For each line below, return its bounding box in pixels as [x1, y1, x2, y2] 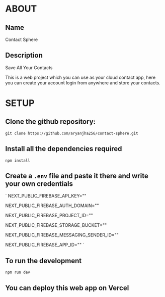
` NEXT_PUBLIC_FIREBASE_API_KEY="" [5, 193, 87, 199]
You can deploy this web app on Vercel [5, 283, 129, 292]
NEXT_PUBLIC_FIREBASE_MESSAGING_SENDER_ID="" [5, 232, 119, 238]
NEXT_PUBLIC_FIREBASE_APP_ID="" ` [5, 242, 85, 248]
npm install [5, 158, 30, 163]
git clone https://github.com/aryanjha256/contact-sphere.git [5, 131, 138, 136]
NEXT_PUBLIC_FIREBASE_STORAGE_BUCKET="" [5, 222, 107, 228]
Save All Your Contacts [5, 64, 53, 71]
